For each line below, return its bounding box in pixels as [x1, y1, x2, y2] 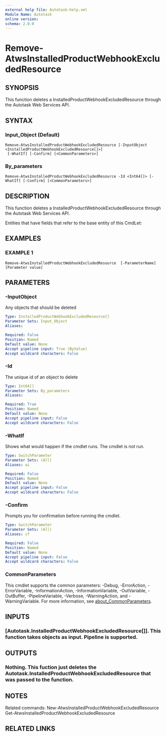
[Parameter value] [5, 265, 43, 270]
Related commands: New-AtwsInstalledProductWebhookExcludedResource [5, 705, 159, 711]
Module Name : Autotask [5, 12, 52, 17]
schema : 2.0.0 [5, 21, 35, 26]
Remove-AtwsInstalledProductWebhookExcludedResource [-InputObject [5, 142, 148, 147]
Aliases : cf [5, 532, 30, 537]
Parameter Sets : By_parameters [5, 388, 70, 393]
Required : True [5, 402, 37, 407]
